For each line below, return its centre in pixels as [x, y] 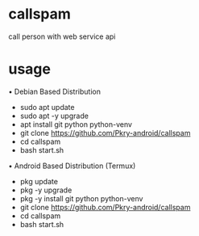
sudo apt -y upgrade [54, 116]
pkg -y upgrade [46, 190]
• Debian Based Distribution [54, 91]
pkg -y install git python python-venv [81, 198]
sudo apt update [47, 107]
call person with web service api [62, 36]
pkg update [39, 181]
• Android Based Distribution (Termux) [72, 166]
